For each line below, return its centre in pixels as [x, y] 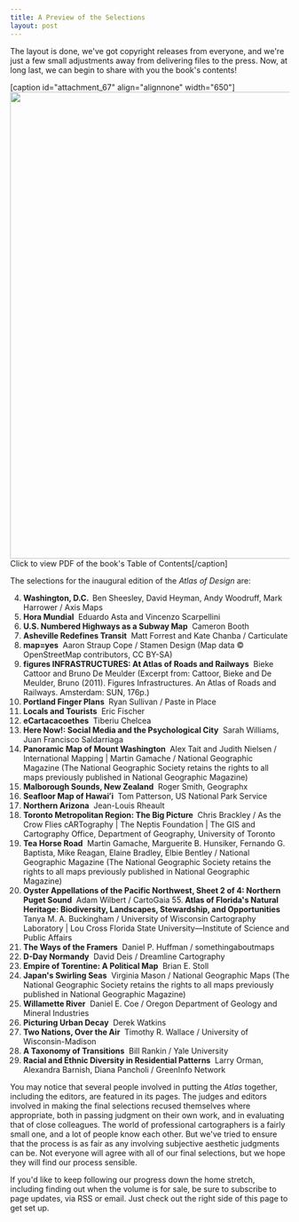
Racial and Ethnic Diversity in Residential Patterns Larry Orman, [143, 1060]
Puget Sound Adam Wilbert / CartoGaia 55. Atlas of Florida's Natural [150, 900]
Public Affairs [47, 937]
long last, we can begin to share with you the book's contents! [124, 70]
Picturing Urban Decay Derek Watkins [94, 1022]
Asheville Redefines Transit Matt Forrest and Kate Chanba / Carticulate [155, 635]
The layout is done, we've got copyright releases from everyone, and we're [147, 51]
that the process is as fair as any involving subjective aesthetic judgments [145, 1143]
